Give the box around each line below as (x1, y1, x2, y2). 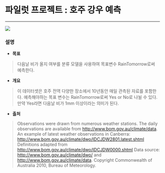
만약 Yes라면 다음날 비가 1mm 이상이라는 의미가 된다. (17, 100, 119, 106)
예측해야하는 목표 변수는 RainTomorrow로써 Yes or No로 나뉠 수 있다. (24, 94, 158, 100)
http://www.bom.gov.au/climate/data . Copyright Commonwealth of (17, 157, 152, 163)
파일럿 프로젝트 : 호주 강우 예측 (5, 4, 121, 16)
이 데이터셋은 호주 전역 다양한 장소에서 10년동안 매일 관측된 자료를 (17, 88, 144, 94)
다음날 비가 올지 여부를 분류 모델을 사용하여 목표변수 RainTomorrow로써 (17, 61, 155, 67)
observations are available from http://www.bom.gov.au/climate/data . (17, 126, 158, 132)
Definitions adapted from (17, 142, 68, 147)
